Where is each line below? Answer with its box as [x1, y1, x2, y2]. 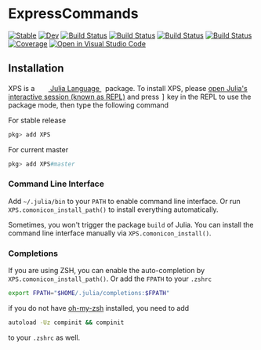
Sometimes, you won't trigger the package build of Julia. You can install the [8, 220, 254, 229]
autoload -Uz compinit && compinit [8, 319, 125, 326]
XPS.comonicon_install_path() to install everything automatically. [8, 205, 219, 214]
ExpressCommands [8, 5, 139, 23]
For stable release [8, 115, 67, 125]
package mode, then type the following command [8, 100, 169, 110]
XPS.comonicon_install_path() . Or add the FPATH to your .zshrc [8, 274, 212, 283]
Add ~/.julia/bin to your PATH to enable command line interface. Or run [8, 196, 241, 206]
